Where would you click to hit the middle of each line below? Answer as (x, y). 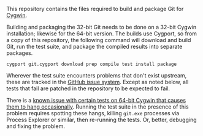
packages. (20, 53)
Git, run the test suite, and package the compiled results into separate (94, 46)
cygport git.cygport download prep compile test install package (91, 64)
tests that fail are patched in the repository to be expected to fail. (88, 88)
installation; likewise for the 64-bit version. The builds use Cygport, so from (102, 34)
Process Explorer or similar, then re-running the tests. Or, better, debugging (101, 120)
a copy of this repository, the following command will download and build (99, 40)
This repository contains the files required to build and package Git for (95, 9)
